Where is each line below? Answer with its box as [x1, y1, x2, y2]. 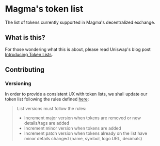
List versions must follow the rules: [16, 106, 87, 112]
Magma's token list [5, 3, 83, 15]
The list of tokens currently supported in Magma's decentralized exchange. [5, 19, 156, 25]
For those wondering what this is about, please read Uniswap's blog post [5, 46, 151, 52]
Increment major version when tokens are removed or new [24, 115, 141, 121]
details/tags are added [24, 120, 69, 126]
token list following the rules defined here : [5, 96, 89, 102]
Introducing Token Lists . [5, 51, 53, 57]
